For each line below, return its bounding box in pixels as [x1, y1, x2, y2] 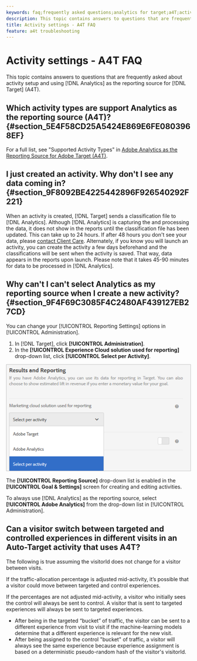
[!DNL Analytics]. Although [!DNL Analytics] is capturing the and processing [6, 218, 189, 225]
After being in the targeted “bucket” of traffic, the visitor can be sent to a [14, 617, 191, 624]
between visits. [6, 564, 43, 571]
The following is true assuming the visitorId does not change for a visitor [6, 558, 181, 565]
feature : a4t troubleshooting [6, 28, 80, 34]
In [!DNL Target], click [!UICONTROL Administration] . [14, 340, 145, 347]
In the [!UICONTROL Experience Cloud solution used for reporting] [14, 346, 180, 353]
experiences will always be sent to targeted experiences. [6, 605, 144, 613]
